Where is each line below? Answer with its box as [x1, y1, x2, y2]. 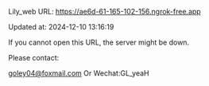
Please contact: [8, 53, 60, 62]
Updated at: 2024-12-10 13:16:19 [8, 22, 114, 31]
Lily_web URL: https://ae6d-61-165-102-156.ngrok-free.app [8, 7, 201, 16]
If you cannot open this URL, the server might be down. [8, 37, 189, 47]
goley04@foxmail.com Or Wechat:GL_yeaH [8, 68, 149, 78]
